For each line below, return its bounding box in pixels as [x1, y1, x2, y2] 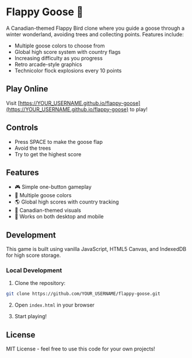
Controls [6, 123, 39, 133]
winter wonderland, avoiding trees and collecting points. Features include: [6, 30, 184, 37]
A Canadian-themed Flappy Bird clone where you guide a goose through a [6, 25, 185, 32]
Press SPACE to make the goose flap [14, 138, 103, 145]
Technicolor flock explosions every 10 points [14, 67, 122, 74]
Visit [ [6, 99, 20, 106]
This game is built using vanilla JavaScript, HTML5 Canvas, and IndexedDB [6, 246, 187, 253]
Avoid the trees [14, 144, 51, 152]
